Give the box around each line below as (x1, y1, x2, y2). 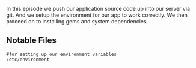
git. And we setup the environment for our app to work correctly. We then (6, 11, 188, 19)
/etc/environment (6, 57, 50, 63)
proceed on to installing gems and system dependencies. (6, 18, 149, 25)
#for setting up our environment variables (6, 51, 117, 57)
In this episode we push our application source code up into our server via (6, 5, 191, 12)
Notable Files (6, 36, 57, 46)
